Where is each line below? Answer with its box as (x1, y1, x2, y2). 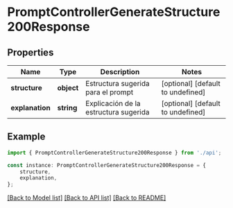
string (57, 103, 78, 112)
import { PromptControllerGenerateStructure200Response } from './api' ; (7, 149, 222, 156)
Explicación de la (85, 98, 141, 108)
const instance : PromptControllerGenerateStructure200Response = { (7, 162, 207, 168)
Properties (7, 46, 54, 58)
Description (100, 67, 140, 76)
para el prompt (85, 87, 134, 97)
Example (7, 131, 46, 143)
